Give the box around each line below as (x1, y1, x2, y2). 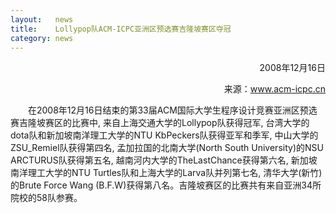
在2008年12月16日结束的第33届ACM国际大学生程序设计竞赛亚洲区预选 (28, 104, 318, 116)
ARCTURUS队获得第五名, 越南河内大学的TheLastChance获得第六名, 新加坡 (10, 154, 318, 166)
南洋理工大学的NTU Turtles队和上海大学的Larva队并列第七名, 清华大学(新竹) (10, 167, 323, 179)
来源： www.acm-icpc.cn (223, 83, 326, 95)
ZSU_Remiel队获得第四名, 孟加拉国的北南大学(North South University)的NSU (10, 142, 324, 154)
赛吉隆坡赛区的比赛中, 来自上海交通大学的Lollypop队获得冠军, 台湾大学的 (10, 117, 310, 129)
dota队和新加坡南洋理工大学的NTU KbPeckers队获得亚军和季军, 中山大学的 (10, 129, 319, 141)
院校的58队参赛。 (10, 192, 83, 204)
